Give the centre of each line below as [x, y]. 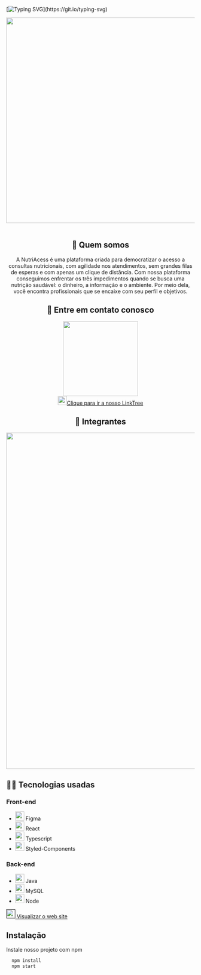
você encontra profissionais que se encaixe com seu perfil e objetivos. [100, 291]
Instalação [26, 935]
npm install [27, 961]
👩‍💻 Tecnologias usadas [51, 785]
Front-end [21, 802]
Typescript [39, 839]
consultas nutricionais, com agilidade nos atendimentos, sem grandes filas [100, 265]
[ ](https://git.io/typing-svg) [57, 9]
